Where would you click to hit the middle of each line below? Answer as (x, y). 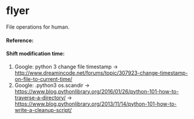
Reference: (20, 40)
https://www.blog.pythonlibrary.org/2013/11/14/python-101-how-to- (96, 104)
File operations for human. (38, 27)
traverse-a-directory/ (40, 97)
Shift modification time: (35, 54)
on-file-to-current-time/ (43, 79)
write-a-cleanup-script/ (43, 110)
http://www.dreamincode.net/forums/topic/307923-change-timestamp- (101, 73)
